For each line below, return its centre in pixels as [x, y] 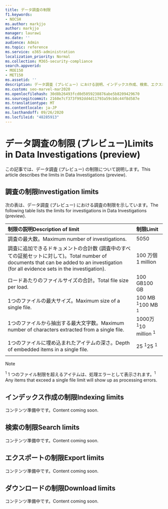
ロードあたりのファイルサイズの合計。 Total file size [68, 280]
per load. [18, 287]
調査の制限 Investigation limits [52, 192]
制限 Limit [147, 229]
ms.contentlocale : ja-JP [31, 108]
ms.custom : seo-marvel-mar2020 [38, 89]
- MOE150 [14, 71]
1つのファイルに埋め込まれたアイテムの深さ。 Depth [69, 343]
